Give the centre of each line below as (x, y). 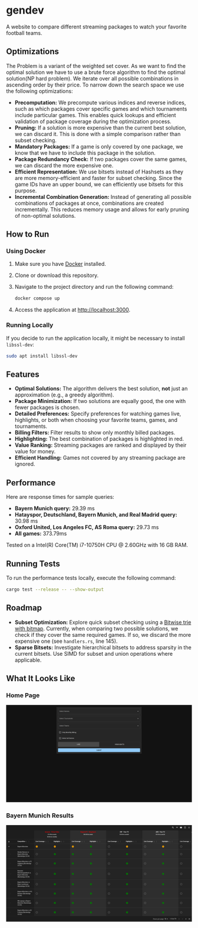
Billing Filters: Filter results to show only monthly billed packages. (95, 433)
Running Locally (30, 325)
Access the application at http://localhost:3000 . (72, 310)
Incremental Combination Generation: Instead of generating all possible (103, 196)
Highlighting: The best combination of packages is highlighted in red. (99, 439)
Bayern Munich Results (40, 816)
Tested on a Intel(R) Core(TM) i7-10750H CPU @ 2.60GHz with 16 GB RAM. (97, 545)
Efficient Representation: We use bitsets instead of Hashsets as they (99, 172)
